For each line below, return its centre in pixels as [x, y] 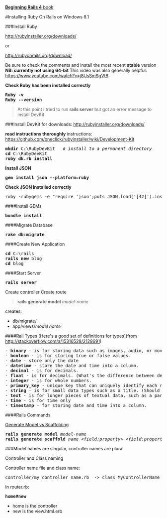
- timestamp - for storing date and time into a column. [76, 405]
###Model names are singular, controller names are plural [64, 449]
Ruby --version [24, 100]
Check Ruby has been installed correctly [48, 85]
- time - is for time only [38, 400]
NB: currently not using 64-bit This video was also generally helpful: [76, 70]
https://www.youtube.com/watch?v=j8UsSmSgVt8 [57, 76]
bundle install [24, 215]
